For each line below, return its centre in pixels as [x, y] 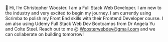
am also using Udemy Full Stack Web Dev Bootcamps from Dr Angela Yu [80, 23]
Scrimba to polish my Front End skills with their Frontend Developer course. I [84, 18]
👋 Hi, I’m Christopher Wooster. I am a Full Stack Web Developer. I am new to [83, 8]
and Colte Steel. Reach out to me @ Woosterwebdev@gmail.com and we [80, 29]
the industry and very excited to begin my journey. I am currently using [78, 13]
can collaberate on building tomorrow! [45, 34]
